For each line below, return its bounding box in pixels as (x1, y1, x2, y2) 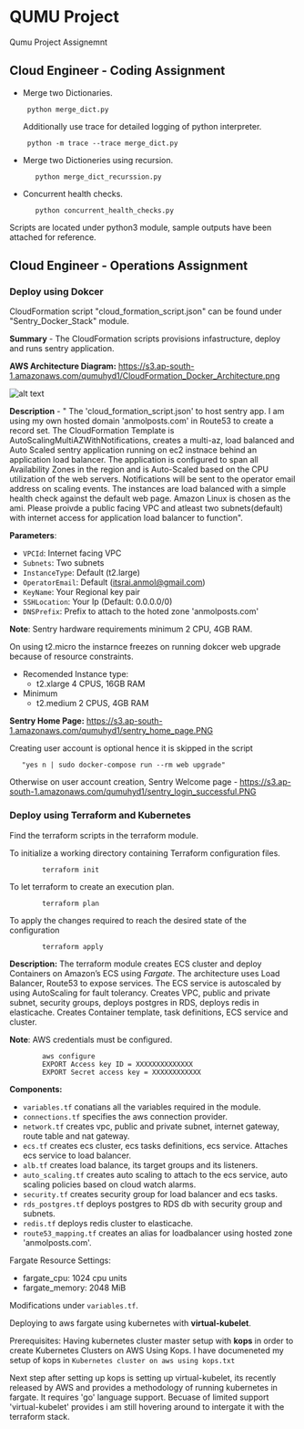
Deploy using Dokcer (9, 286, 104, 298)
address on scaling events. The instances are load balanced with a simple (9, 484, 287, 495)
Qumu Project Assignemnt (9, 37, 107, 47)
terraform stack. (9, 1411, 70, 1422)
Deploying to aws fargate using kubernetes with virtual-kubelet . (9, 1317, 252, 1329)
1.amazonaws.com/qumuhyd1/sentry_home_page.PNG (9, 725, 214, 736)
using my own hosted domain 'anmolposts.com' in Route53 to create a (9, 415, 274, 426)
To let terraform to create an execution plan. (9, 881, 175, 892)
